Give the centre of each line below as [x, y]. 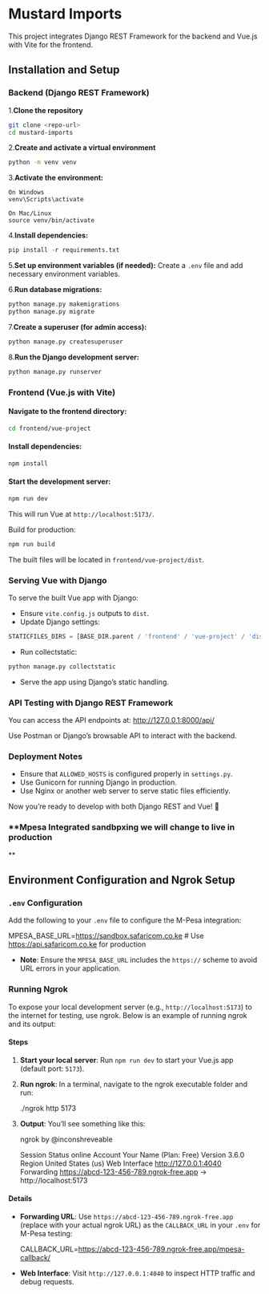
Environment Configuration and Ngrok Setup [122, 880]
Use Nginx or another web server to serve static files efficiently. [125, 791]
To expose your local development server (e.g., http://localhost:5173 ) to [130, 1007]
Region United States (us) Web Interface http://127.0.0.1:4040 [120, 1163]
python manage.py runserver [55, 371]
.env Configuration [45, 903]
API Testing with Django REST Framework [91, 703]
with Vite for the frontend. [51, 44]
